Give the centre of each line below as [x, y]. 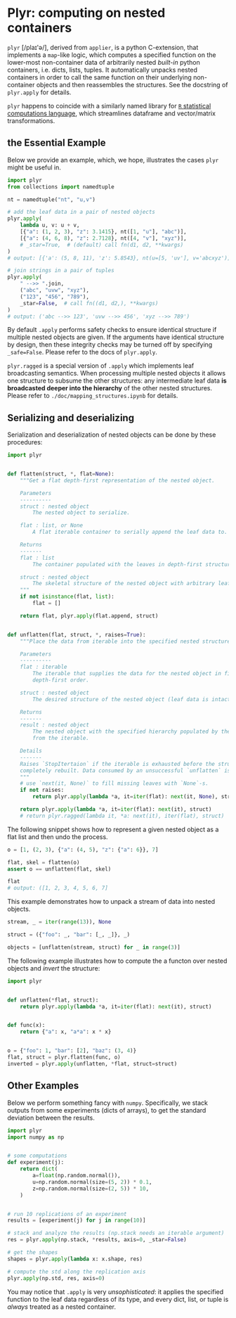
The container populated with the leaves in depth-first [117, 564]
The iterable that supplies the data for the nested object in [127, 674]
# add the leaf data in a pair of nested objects [81, 212]
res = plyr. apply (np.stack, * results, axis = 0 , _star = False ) [97, 1240]
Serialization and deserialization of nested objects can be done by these [112, 435]
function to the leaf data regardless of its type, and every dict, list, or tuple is [118, 1299]
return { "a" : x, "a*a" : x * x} [66, 1032]
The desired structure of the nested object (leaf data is [121, 699]
